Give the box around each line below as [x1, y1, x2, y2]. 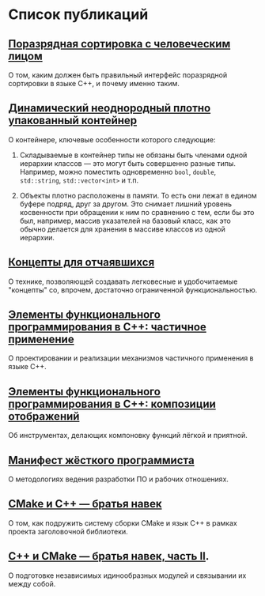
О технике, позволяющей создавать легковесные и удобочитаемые [8, 277, 238, 286]
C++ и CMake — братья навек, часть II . [8, 549, 210, 563]
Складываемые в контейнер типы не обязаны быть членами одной [19, 150, 248, 160]
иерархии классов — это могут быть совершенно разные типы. [19, 158, 236, 168]
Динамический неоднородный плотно [8, 101, 211, 115]
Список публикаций [8, 6, 149, 24]
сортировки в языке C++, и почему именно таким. [8, 79, 180, 88]
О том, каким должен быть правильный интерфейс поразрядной [8, 70, 228, 80]
